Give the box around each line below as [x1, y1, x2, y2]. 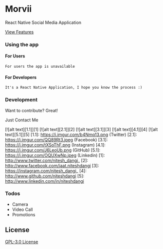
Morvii [5, 3, 32, 15]
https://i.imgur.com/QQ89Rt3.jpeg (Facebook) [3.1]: [5, 136, 108, 142]
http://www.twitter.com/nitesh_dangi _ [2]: [5, 157, 89, 163]
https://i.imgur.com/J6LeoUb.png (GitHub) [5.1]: [5, 147, 101, 153]
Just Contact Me [5, 117, 38, 123]
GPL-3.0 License [5, 239, 38, 245]
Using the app [5, 41, 39, 48]
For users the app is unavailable [5, 64, 75, 69]
